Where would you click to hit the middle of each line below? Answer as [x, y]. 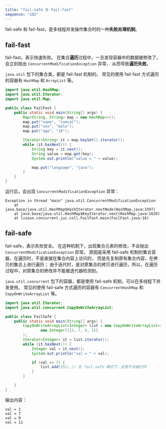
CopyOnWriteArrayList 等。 [32, 294]
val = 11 [14, 422]
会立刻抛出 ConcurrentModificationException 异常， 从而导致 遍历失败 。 [78, 64]
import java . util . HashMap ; [33, 90]
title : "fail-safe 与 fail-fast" [39, 10]
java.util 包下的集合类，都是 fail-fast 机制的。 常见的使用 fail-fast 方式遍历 [82, 74]
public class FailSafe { [31, 316]
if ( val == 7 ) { [48, 363]
